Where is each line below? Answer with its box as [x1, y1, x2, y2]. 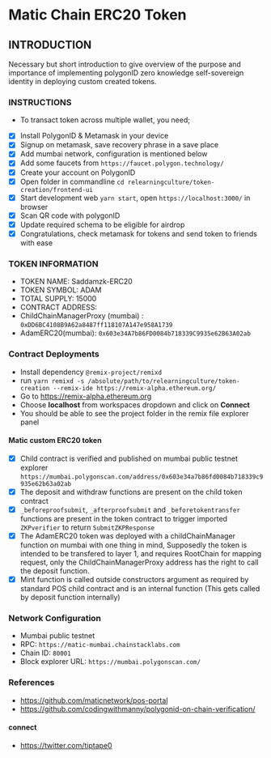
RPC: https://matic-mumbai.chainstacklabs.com [19, 640, 180, 649]
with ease [19, 237, 53, 248]
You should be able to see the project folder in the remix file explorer [19, 408, 249, 418]
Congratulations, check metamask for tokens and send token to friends [19, 228, 257, 238]
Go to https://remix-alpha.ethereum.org [19, 391, 152, 401]
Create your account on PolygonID [19, 168, 136, 177]
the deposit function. [19, 565, 91, 576]
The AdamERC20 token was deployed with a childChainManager [19, 530, 236, 540]
